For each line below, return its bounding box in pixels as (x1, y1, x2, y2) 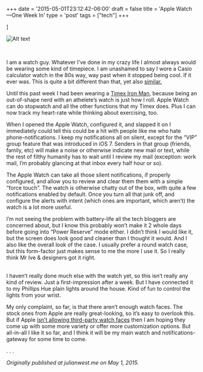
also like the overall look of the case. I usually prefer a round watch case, (6, 241, 188, 248)
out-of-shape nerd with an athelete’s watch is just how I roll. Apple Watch (6, 96, 189, 103)
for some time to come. (28, 336, 87, 342)
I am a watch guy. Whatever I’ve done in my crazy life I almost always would (6, 59, 196, 66)
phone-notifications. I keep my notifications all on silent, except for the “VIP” (6, 134, 198, 141)
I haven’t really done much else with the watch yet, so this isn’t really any (6, 272, 188, 279)
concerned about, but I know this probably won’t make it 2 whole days (6, 222, 182, 229)
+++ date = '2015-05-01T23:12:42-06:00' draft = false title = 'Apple (6, 5, 175, 12)
